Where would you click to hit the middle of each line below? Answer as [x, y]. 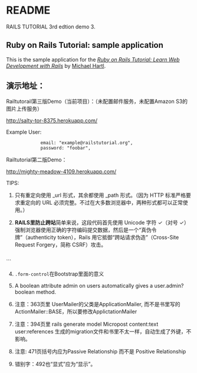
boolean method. [35, 292]
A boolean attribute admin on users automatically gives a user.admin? [99, 286]
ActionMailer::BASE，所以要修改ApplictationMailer [76, 312]
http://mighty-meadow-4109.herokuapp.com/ [61, 171]
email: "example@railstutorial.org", [87, 142]
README [28, 10]
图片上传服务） [24, 108]
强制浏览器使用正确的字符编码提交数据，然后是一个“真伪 [83, 230]
